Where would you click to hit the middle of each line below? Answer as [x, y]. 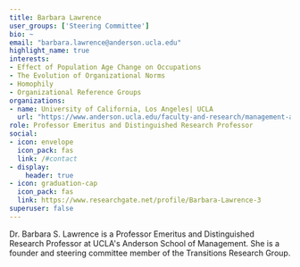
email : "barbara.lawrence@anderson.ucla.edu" [95, 42]
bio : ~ [21, 34]
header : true [50, 175]
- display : [29, 167]
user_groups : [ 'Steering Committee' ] [79, 26]
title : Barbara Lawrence [55, 17]
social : [24, 134]
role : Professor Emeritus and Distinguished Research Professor [131, 126]
